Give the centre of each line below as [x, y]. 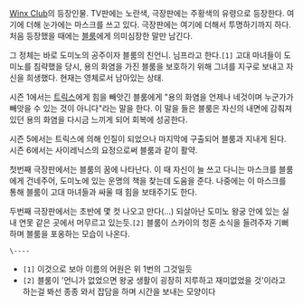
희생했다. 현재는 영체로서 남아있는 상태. [95, 78]
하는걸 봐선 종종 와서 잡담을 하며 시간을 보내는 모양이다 [119, 291]
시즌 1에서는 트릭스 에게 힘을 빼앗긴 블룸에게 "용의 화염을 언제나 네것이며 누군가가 [151, 97]
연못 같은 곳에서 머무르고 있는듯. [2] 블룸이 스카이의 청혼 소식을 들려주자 [146, 223]
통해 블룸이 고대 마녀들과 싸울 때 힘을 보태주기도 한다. [103, 192]
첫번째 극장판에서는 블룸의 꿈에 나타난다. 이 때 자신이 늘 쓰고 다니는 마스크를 [143, 169]
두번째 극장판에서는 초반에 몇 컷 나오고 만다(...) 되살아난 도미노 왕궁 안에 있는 [145, 211]
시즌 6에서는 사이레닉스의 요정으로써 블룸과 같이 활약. [104, 150]
